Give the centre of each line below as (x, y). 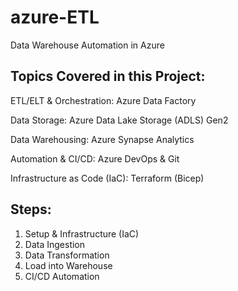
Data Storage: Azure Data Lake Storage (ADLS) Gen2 (119, 120)
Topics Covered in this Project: (108, 76)
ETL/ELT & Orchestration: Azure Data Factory (103, 100)
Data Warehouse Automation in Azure (87, 45)
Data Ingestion (55, 244)
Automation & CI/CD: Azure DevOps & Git (95, 158)
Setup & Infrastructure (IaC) (82, 233)
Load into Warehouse (68, 265)
